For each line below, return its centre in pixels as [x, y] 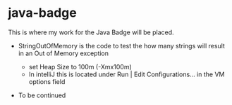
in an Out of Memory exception [63, 53]
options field [47, 81]
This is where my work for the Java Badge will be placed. [91, 32]
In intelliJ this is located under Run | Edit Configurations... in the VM [127, 74]
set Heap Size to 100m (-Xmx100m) [80, 66]
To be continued [42, 95]
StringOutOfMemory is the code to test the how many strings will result [121, 45]
